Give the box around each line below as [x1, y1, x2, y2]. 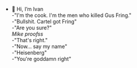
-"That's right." [11, 37, 48, 43]
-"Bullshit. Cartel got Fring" [11, 18, 77, 25]
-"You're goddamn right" [11, 56, 72, 62]
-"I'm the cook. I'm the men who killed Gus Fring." [11, 12, 132, 19]
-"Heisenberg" [11, 49, 47, 56]
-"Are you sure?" [11, 24, 52, 31]
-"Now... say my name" [11, 43, 68, 50]
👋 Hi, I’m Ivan [11, 6, 44, 12]
